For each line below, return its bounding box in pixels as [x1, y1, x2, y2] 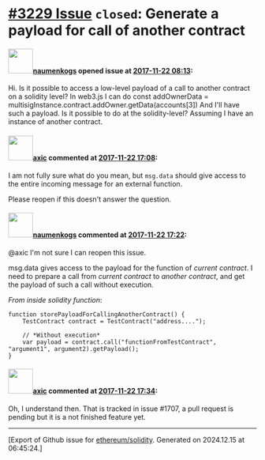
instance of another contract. [8, 117, 103, 126]
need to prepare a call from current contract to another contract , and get [8, 271, 245, 281]
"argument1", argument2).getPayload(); [8, 345, 140, 353]
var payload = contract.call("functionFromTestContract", [22, 337, 217, 346]
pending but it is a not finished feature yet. [8, 413, 146, 421]
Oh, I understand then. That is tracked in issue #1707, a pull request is [8, 404, 234, 413]
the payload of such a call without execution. [8, 280, 154, 289]
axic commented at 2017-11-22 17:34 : [32, 386, 158, 396]
